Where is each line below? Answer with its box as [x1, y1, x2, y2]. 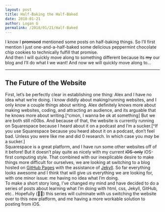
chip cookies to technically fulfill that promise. [5, 50, 98, 55]
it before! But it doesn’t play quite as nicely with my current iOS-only [5, 149, 143, 155]
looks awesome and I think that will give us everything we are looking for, [5, 170, 153, 176]
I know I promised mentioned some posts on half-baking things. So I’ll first [5, 39, 156, 45]
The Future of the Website [5, 79, 86, 87]
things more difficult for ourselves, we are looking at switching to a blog [5, 159, 150, 165]
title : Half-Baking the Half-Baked [5, 12, 78, 17]
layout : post [5, 7, 32, 12]
